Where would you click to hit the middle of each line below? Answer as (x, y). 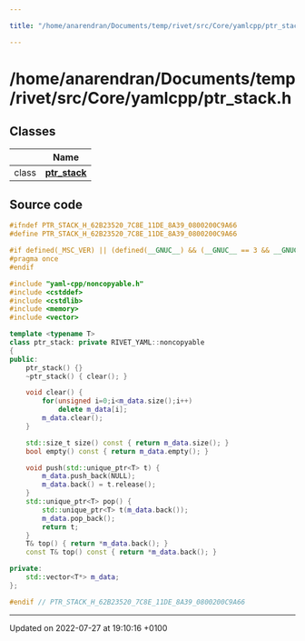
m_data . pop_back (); (79, 518)
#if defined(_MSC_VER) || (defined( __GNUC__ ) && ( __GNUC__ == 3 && (140, 251)
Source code (46, 205)
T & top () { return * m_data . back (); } (97, 544)
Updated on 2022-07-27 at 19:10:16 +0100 (89, 627)
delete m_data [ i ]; (93, 410)
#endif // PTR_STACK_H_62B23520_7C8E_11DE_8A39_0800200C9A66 (128, 602)
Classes (33, 131)
